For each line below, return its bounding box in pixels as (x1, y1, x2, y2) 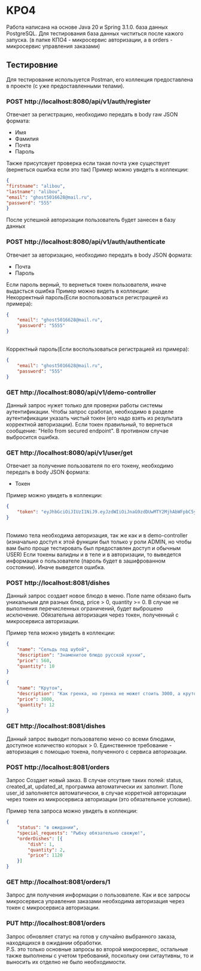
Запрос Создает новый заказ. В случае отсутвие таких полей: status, (6, 777, 183, 784)
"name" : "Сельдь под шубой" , (17, 646, 90, 653)
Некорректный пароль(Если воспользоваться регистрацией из (6, 293, 169, 300)
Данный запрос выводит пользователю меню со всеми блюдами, (6, 735, 175, 742)
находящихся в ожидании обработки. (6, 939, 103, 946)
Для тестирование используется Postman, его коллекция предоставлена (6, 76, 193, 83)
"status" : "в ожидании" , (17, 825, 79, 831)
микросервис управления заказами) (6, 43, 100, 50)
